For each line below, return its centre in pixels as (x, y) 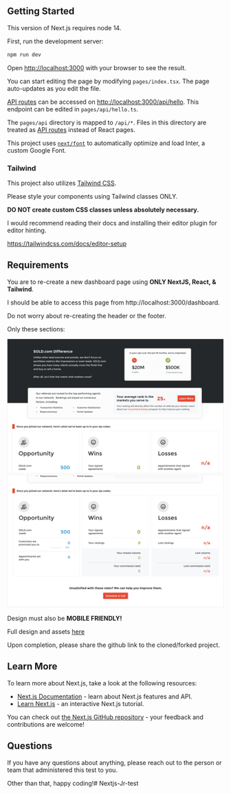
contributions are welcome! (46, 724)
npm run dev (24, 54)
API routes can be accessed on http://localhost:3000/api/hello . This (103, 102)
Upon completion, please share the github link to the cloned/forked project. (113, 645)
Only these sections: (36, 329)
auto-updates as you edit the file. (54, 88)
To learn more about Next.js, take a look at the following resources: (102, 683)
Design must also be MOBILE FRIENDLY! (65, 618)
